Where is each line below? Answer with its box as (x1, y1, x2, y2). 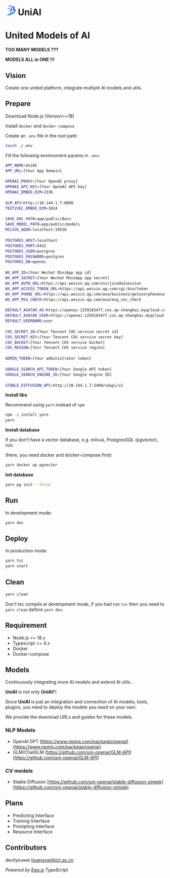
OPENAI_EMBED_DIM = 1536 (5, 190, 53, 195)
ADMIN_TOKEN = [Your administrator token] (5, 356, 92, 361)
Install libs (5, 392, 27, 398)
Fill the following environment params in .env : (5, 152, 100, 158)
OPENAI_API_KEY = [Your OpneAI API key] (5, 184, 87, 190)
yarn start (5, 564, 28, 569)
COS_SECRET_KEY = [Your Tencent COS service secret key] (5, 334, 123, 340)
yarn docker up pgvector (5, 462, 58, 467)
